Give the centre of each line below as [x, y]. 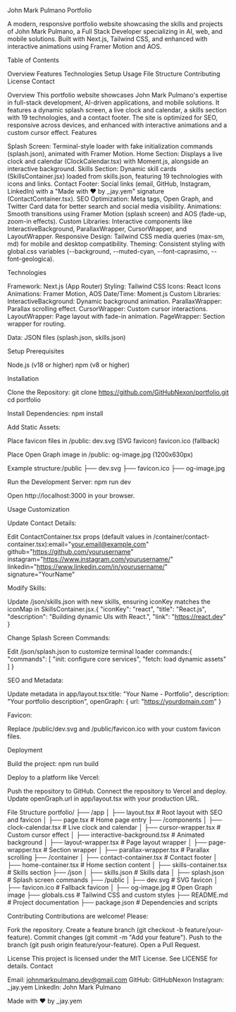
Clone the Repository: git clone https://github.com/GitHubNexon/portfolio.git [118, 392]
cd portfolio [24, 400]
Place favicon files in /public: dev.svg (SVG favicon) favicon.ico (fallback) [113, 441]
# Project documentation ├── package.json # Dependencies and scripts [113, 902]
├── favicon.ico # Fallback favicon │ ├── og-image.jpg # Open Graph [110, 887]
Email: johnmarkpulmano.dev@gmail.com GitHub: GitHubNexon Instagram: [116, 979]
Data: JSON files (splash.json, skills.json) [67, 337]
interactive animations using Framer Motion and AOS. [85, 46]
